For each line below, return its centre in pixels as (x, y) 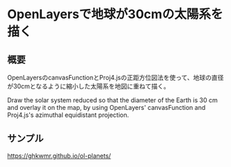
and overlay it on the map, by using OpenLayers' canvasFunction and (106, 108)
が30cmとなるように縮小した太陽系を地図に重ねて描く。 (89, 86)
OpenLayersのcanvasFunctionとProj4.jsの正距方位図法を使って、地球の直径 (115, 78)
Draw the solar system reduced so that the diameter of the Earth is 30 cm (112, 100)
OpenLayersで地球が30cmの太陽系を (115, 14)
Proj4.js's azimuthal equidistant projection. (68, 115)
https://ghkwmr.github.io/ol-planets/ (59, 156)
